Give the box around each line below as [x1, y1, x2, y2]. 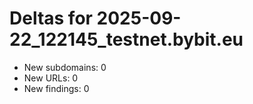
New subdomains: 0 [23, 61, 107, 73]
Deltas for [9, 7, 93, 30]
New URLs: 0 [23, 72, 79, 84]
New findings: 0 [23, 82, 90, 94]
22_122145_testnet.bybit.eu [9, 28, 244, 51]
